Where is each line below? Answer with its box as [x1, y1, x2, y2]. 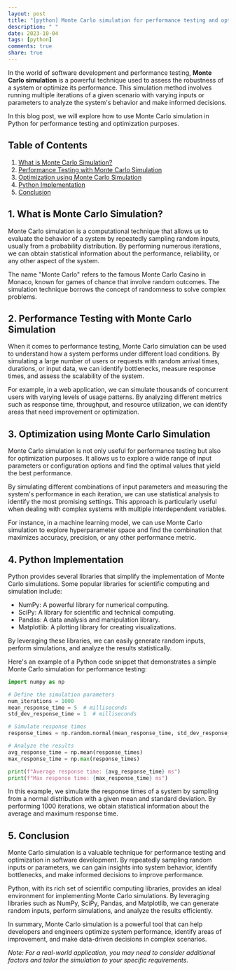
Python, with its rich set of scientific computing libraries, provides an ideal [8, 884, 222, 893]
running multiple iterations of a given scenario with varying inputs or [8, 90, 205, 99]
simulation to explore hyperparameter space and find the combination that [8, 526, 223, 534]
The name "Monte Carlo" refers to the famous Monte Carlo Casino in [8, 270, 206, 279]
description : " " [8, 23, 59, 30]
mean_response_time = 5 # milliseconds [8, 704, 128, 711]
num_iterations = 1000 [8, 697, 74, 704]
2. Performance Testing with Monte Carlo [8, 312, 192, 324]
